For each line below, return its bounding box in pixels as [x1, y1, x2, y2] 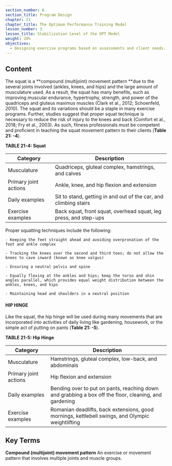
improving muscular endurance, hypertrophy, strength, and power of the [5, 94, 158, 101]
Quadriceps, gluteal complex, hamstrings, [55, 164, 155, 171]
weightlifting [50, 419, 80, 426]
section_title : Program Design [5, 12, 72, 17]
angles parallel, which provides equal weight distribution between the [5, 278, 164, 283]
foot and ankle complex [5, 242, 56, 247]
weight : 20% [5, 36, 31, 42]
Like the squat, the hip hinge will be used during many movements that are [5, 314, 163, 320]
